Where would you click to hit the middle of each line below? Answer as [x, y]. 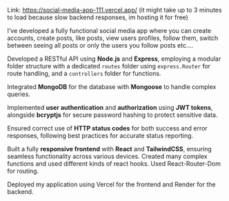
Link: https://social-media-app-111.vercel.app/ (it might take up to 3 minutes [114, 10]
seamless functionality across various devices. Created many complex [108, 156]
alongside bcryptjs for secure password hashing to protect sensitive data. [112, 115]
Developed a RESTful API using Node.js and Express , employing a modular [114, 59]
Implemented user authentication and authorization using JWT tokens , [110, 107]
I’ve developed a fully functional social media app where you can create [109, 31]
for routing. [23, 171]
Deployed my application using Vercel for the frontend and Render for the [111, 184]
